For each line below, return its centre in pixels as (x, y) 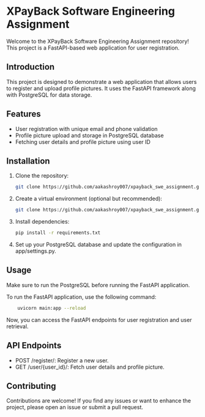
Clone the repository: (42, 176)
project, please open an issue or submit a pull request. (75, 407)
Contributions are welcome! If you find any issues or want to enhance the (99, 401)
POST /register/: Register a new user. (62, 360)
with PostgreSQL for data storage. (49, 95)
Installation (28, 161)
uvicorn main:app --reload (52, 308)
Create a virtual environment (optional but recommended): (88, 199)
